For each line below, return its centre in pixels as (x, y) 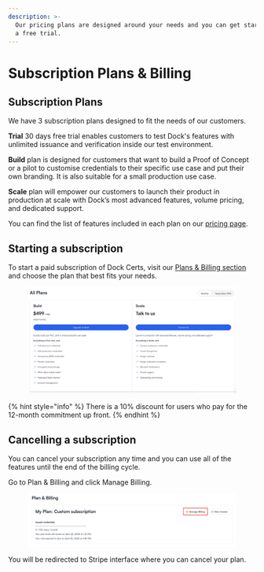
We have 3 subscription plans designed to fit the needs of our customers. (127, 121)
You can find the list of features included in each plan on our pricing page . (128, 223)
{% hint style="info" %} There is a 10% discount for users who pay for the (128, 407)
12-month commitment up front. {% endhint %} (84, 415)
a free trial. (38, 33)
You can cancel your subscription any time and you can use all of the (120, 459)
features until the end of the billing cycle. (74, 467)
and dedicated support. (46, 209)
